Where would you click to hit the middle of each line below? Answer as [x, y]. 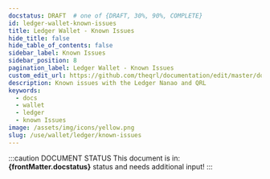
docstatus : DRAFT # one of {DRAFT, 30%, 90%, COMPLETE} [106, 16]
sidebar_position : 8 [43, 61]
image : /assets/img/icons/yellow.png [72, 128]
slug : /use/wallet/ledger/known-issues [75, 135]
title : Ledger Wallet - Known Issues [72, 31]
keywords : [25, 90]
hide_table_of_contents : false [61, 46]
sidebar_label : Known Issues [57, 53]
